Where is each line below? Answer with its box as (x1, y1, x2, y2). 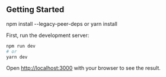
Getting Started (6, 5, 65, 15)
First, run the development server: (6, 32, 90, 39)
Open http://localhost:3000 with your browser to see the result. (6, 65, 161, 72)
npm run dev (6, 43, 36, 49)
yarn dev (6, 54, 28, 60)
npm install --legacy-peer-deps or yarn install (6, 20, 117, 27)
